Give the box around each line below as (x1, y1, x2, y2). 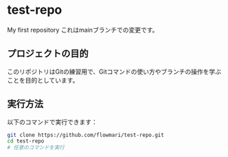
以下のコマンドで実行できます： (7, 118, 98, 126)
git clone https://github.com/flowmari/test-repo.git (7, 132, 165, 138)
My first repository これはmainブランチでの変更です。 (7, 25, 159, 34)
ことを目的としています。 (7, 76, 79, 84)
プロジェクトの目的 (7, 48, 89, 60)
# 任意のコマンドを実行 (7, 144, 65, 151)
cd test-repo (7, 138, 45, 145)
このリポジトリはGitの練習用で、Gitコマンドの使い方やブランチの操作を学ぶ (7, 67, 222, 76)
